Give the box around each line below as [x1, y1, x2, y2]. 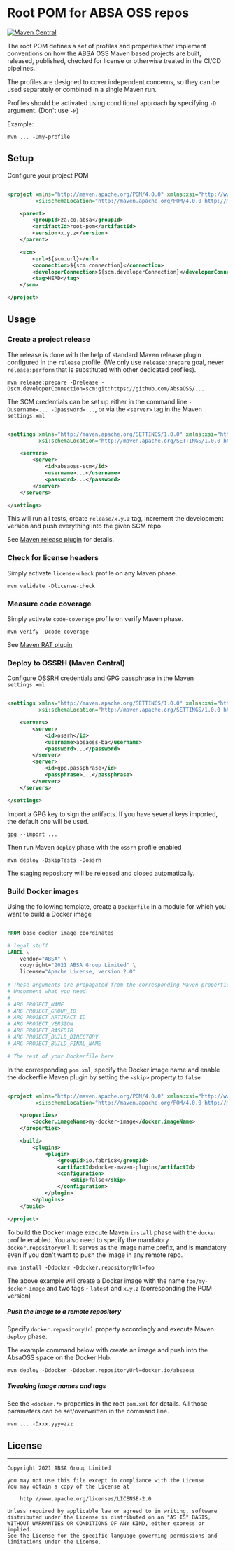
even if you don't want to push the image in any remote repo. [7, 1251, 183, 1259]
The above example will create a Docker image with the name [7, 1276, 185, 1285]
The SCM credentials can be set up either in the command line [7, 397, 187, 406]
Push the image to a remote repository [7, 1307, 122, 1316]
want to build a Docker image [7, 910, 92, 918]
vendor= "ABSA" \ [20, 955, 68, 962]
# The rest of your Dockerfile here [7, 1053, 114, 1060]
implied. [7, 1526, 33, 1533]
